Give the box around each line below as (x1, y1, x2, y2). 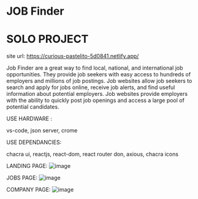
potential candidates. (6, 103, 59, 110)
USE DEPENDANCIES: (6, 139, 62, 146)
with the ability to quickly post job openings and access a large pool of (6, 96, 185, 104)
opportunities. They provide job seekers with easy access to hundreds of (6, 71, 191, 78)
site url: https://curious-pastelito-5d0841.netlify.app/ (6, 52, 139, 60)
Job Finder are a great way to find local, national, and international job (6, 64, 183, 71)
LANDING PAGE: (6, 162, 48, 170)
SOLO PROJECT (6, 32, 89, 46)
